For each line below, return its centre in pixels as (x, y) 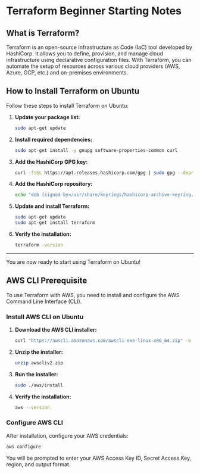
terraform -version (39, 245)
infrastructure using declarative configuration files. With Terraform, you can (99, 60)
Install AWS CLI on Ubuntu (45, 317)
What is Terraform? (43, 33)
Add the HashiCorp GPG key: (51, 161)
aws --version (32, 407)
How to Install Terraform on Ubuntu (73, 91)
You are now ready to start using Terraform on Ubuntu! (74, 262)
